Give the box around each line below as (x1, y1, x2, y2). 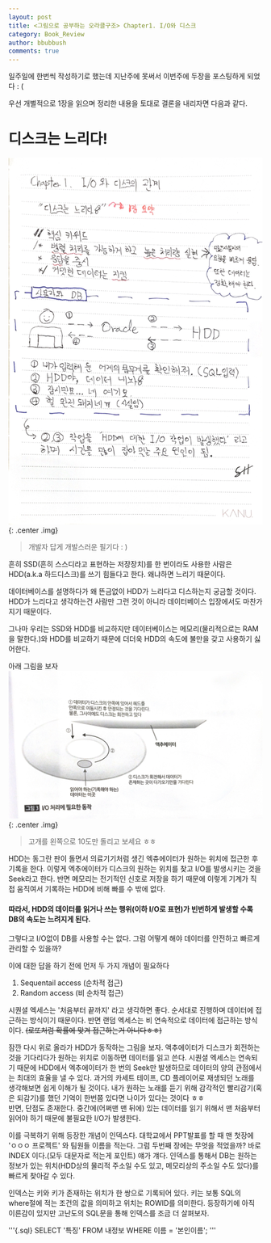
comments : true (8, 47, 60, 56)
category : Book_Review (8, 30, 85, 38)
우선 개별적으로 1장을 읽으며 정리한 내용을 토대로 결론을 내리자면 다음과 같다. (8, 99, 248, 108)
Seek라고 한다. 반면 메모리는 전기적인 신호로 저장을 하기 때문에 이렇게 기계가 (8, 874, 248, 884)
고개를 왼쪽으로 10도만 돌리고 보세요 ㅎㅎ (27, 836, 156, 846)
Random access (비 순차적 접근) (19, 988, 124, 998)
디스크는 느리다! (8, 130, 108, 149)
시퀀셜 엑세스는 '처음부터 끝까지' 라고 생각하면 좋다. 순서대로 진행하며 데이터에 (8, 1005, 254, 1015)
